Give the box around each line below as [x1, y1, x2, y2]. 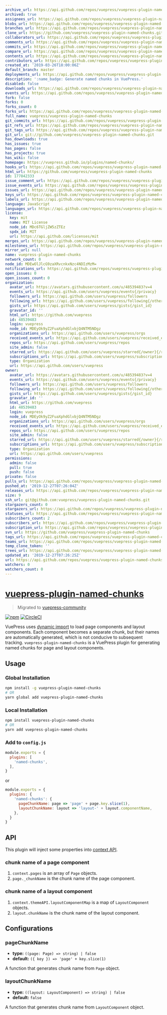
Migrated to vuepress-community [17, 605, 86, 611]
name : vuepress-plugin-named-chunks [5, 252, 81, 258]
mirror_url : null [5, 248, 41, 253]
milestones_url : [5, 243, 39, 248]
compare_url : [5, 49, 32, 54]
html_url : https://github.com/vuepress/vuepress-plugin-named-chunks [5, 169, 153, 174]
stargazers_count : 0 [5, 502, 48, 507]
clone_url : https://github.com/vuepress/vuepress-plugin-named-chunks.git [5, 30, 164, 35]
